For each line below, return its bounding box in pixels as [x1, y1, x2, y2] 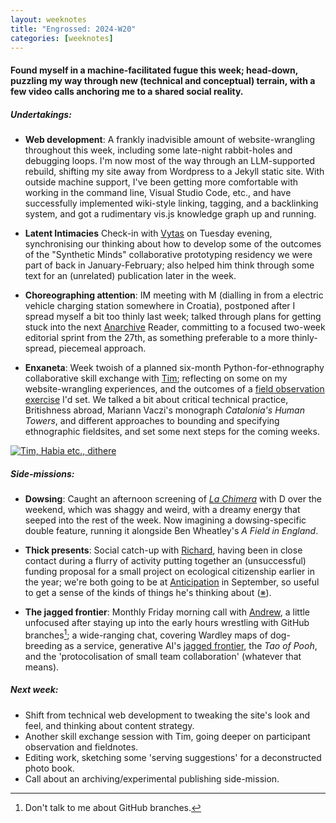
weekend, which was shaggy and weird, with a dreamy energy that [24, 503, 301, 515]
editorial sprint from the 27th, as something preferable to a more [24, 331, 290, 343]
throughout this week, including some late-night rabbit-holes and [24, 144, 293, 156]
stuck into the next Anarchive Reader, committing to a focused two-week [24, 321, 326, 333]
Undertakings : [10, 108, 72, 120]
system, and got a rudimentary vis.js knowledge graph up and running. [24, 207, 317, 220]
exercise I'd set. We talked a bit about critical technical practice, [24, 393, 289, 405]
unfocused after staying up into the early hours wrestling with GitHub [24, 616, 310, 628]
